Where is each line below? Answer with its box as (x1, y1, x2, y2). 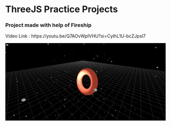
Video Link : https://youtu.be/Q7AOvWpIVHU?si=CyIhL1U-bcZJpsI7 (5, 33, 146, 39)
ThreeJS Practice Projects (5, 4, 118, 15)
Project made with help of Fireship (5, 22, 92, 29)
